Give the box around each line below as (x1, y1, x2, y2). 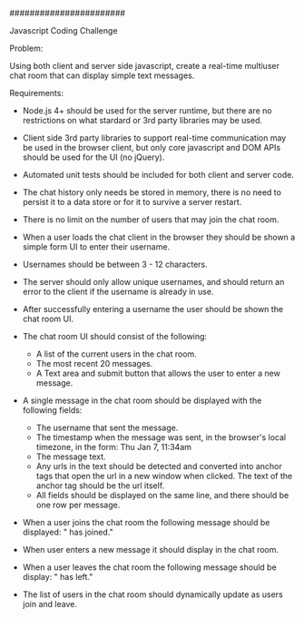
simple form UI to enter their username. (22, 241, 171, 252)
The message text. (35, 451, 106, 462)
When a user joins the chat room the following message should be (22, 517, 270, 527)
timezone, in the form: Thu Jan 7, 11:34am (35, 442, 192, 452)
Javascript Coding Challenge (9, 25, 118, 35)
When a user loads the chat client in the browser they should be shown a (22, 231, 296, 242)
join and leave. (22, 599, 77, 609)
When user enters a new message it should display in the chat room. (22, 544, 279, 554)
